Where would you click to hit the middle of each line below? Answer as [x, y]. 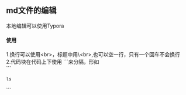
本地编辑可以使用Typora [35, 26]
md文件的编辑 [31, 11]
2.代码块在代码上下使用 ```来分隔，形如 [53, 62]
